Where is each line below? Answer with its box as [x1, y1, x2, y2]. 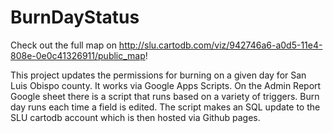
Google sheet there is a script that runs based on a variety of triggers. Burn [10, 90, 320, 102]
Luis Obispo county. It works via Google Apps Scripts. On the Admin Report [10, 79, 322, 91]
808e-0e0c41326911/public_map [10, 49, 146, 61]
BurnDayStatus [10, 6, 140, 29]
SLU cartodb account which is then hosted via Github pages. [10, 111, 261, 123]
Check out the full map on [10, 39, 117, 51]
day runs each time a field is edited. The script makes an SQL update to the [10, 101, 321, 113]
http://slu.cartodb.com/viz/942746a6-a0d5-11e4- [118, 39, 323, 51]
